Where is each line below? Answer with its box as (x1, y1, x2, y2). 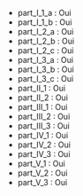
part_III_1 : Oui (17, 102, 68, 112)
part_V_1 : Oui (17, 159, 66, 169)
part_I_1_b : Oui (17, 17, 72, 27)
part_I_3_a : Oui (17, 55, 73, 65)
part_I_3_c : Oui (17, 74, 74, 83)
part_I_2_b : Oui (17, 35, 75, 46)
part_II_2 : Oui (17, 92, 69, 103)
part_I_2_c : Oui (17, 45, 74, 56)
